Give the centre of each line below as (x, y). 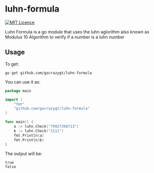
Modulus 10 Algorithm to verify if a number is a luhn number (65, 37)
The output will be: (24, 154)
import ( (14, 100)
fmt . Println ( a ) (29, 135)
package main (18, 91)
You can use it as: (23, 82)
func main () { (19, 122)
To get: (12, 64)
